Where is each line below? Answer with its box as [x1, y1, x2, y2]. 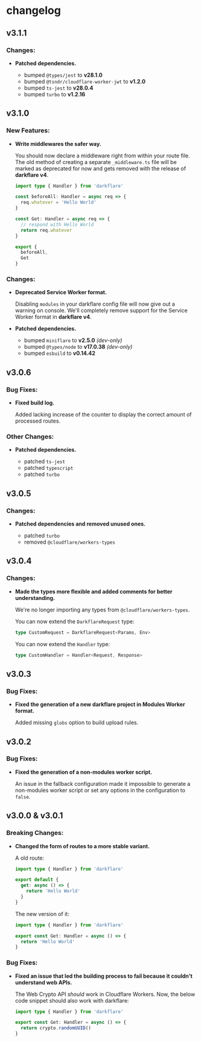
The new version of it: [14, 910, 69, 917]
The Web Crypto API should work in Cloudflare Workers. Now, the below [14, 991, 196, 998]
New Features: [6, 127, 50, 135]
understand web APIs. [14, 978, 72, 986]
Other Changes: [6, 432, 54, 441]
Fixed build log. [14, 399, 55, 406]
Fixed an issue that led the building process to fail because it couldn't [14, 972, 193, 980]
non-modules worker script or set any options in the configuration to [14, 786, 186, 794]
